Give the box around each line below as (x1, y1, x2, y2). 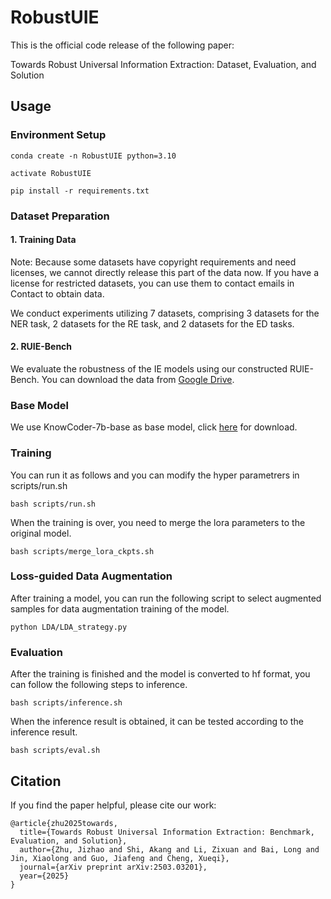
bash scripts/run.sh (10, 499, 97, 509)
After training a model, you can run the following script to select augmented (10, 592, 322, 604)
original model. (10, 527, 72, 539)
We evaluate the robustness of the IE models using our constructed (10, 362, 288, 375)
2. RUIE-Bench (10, 341, 73, 353)
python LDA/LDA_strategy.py (10, 622, 128, 632)
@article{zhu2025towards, (10, 818, 118, 828)
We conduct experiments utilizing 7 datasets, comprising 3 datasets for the (10, 307, 320, 319)
